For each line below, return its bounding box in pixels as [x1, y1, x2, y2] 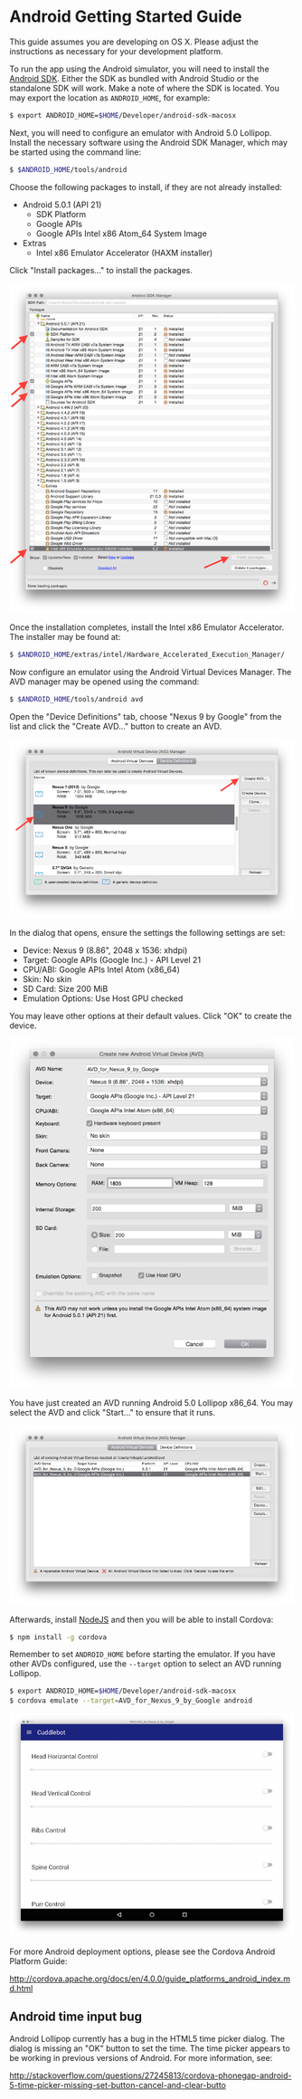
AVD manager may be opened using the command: [9, 676, 200, 687]
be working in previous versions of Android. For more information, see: [9, 2052, 273, 2063]
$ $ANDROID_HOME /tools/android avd [9, 694, 144, 703]
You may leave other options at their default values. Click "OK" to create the [9, 1011, 292, 1022]
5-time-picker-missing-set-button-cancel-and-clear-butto [9, 2079, 227, 2090]
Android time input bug [9, 2009, 143, 2025]
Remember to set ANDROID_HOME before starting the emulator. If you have [9, 1649, 276, 1660]
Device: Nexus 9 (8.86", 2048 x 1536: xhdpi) [22, 945, 188, 956]
